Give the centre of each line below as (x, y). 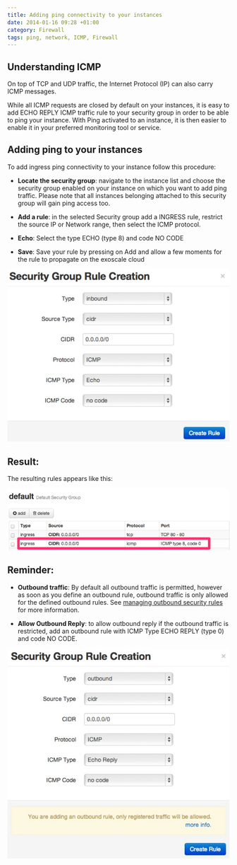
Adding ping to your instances (75, 150)
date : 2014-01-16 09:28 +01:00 (53, 22)
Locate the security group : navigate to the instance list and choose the (121, 180)
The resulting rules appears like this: (60, 479)
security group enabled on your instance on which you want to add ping (122, 188)
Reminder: (31, 570)
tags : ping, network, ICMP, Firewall (63, 37)
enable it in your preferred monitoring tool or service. (84, 128)
